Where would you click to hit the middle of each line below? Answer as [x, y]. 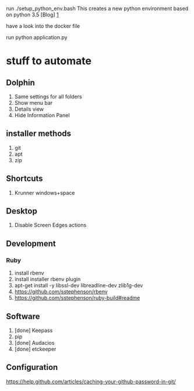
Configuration [32, 367]
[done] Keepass [33, 330]
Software [23, 316]
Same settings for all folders [48, 97]
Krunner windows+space [45, 193]
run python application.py [37, 37]
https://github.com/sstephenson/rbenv [61, 291]
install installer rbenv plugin [47, 279]
